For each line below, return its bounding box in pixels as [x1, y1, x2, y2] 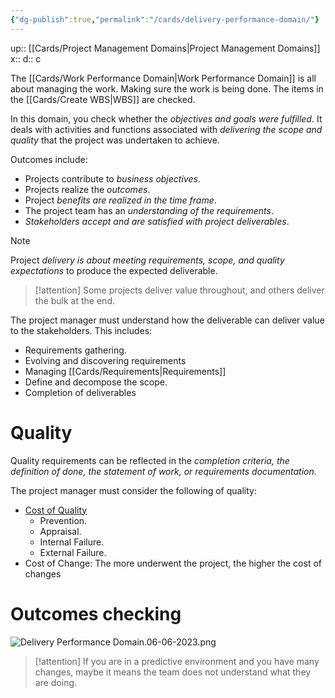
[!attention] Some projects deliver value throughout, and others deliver [34, 284, 325, 296]
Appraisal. [39, 525, 82, 537]
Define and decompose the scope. [24, 376, 168, 388]
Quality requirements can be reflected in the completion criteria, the [10, 454, 290, 466]
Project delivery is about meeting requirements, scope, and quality [10, 254, 285, 266]
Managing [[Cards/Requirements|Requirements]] [24, 365, 227, 377]
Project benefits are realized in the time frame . [24, 194, 217, 206]
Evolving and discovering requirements [24, 354, 187, 366]
